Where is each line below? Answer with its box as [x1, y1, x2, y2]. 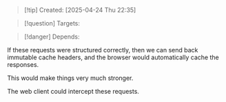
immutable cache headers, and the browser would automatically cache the [7, 53, 219, 61]
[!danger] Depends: [23, 32, 80, 41]
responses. [7, 61, 39, 68]
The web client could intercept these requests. [7, 88, 140, 95]
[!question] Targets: [23, 19, 81, 27]
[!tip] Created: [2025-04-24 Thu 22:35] [23, 6, 136, 14]
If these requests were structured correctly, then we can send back [7, 46, 198, 54]
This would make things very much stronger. [7, 74, 134, 82]
